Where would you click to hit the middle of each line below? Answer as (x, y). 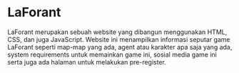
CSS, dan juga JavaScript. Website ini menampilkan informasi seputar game (119, 39)
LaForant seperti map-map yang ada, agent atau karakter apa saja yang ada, (120, 47)
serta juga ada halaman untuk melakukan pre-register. (87, 62)
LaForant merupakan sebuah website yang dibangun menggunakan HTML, (117, 32)
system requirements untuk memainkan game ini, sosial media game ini (112, 55)
